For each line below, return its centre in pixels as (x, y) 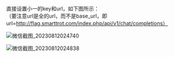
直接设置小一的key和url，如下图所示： (53, 9)
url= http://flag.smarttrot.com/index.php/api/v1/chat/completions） (87, 23)
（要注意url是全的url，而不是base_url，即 (57, 16)
